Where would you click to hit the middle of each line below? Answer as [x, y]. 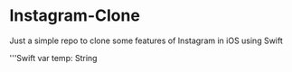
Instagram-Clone [75, 16]
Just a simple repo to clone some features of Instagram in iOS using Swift [146, 40]
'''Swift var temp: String [53, 58]
